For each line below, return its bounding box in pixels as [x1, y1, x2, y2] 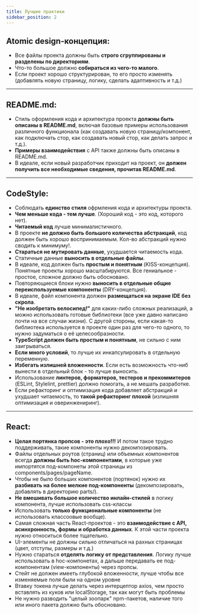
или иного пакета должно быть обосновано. [14, 601, 127, 608]
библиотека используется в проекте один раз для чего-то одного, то [14, 323, 190, 330]
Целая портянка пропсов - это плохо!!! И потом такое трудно [14, 438, 174, 445]
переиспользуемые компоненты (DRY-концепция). [14, 285, 147, 293]
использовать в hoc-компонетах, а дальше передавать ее [14, 557, 163, 564]
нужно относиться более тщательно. [14, 532, 109, 539]
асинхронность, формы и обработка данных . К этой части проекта [14, 525, 190, 533]
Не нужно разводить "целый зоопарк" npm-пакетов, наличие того [14, 594, 183, 602]
